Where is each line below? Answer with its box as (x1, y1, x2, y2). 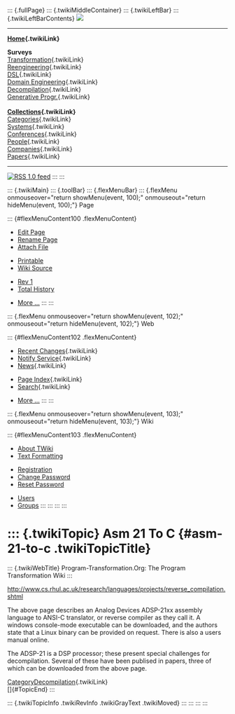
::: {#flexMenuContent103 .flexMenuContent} (7, 431, 137, 439)
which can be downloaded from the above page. (7, 664, 148, 672)
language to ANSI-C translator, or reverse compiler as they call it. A (7, 613, 201, 622)
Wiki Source (17, 264, 52, 272)
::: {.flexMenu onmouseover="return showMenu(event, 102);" (7, 312, 184, 320)
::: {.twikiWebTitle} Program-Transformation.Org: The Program (7, 563, 186, 572)
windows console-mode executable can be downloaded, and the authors (7, 620, 218, 629)
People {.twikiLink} (7, 137, 60, 146)
